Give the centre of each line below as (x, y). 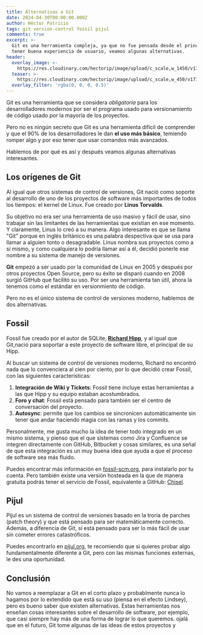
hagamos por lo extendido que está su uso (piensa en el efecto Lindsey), (97, 600)
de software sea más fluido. (41, 457)
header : (16, 57)
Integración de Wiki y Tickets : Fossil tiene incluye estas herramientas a (105, 387)
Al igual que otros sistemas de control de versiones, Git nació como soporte (101, 192)
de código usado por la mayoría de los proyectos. (68, 115)
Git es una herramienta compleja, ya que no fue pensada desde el (97, 46)
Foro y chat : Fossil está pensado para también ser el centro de (93, 400)
